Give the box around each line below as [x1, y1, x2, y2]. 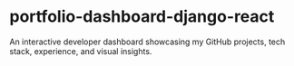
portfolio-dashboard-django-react [9, 6, 275, 27]
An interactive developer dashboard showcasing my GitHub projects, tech [9, 36, 286, 47]
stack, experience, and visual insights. [9, 45, 152, 56]
